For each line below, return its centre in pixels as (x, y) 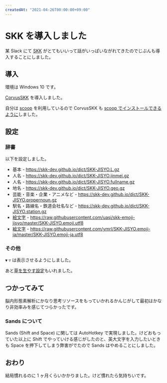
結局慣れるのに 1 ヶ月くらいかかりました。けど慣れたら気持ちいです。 (77, 376)
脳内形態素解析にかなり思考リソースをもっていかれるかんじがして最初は (79, 301)
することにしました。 (31, 57)
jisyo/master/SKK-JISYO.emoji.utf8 (48, 223)
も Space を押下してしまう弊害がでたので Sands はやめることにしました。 (82, 345)
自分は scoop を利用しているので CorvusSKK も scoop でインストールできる (83, 108)
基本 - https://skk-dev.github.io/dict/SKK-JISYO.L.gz (66, 169)
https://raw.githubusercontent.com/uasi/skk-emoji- (83, 218)
